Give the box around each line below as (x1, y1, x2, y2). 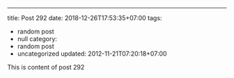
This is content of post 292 (7, 63, 85, 71)
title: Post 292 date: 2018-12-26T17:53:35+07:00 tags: (7, 14, 162, 22)
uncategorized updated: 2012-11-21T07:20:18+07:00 (17, 49, 167, 58)
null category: (17, 35, 58, 42)
